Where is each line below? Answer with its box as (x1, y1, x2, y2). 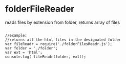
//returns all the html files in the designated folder (5, 37, 121, 42)
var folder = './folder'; (5, 46, 58, 50)
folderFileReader (5, 3, 75, 15)
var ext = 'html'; (5, 50, 42, 55)
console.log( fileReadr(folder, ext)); (5, 54, 86, 59)
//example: (5, 33, 27, 38)
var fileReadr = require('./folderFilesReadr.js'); (5, 41, 112, 47)
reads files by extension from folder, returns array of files (5, 19, 120, 25)
